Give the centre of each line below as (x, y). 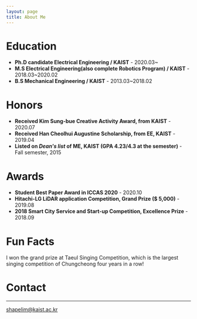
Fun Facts (30, 241)
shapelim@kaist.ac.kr (32, 310)
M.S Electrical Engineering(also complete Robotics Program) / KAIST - (102, 69)
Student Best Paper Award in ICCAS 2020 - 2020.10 (78, 192)
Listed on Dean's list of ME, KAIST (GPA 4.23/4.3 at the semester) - (98, 146)
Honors (24, 105)
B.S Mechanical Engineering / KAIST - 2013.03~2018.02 (83, 81)
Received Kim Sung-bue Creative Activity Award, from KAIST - (93, 121)
